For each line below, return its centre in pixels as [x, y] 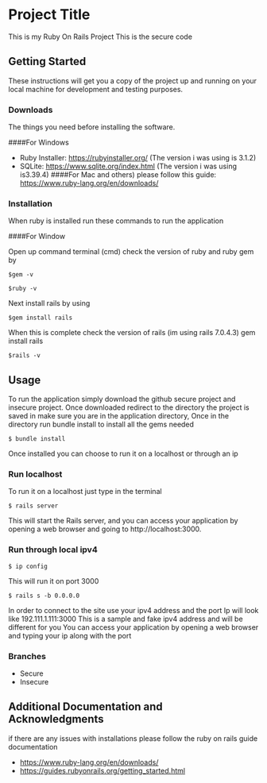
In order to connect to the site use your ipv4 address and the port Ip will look [133, 610]
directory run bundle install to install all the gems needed [101, 424]
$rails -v [25, 356]
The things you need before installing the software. [92, 127]
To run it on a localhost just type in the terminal [85, 492]
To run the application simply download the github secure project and [122, 399]
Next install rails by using [49, 303]
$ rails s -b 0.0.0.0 [44, 596]
